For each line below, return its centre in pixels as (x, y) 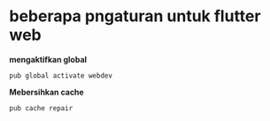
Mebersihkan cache (46, 92)
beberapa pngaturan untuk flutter (135, 16)
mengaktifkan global (48, 59)
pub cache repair (41, 108)
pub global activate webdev (61, 76)
